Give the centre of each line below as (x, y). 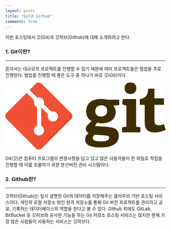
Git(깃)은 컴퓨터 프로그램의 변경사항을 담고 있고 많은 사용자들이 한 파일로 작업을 (84, 159)
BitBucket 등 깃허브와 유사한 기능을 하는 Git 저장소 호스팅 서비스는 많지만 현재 (83, 215)
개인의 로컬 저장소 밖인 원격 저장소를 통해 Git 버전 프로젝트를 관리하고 (89, 202)
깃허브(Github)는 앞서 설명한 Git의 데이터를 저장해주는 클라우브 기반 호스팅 (79, 196)
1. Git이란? (18, 52)
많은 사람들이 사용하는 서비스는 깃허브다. (51, 221)
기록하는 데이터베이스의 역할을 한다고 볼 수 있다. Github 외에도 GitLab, (82, 209)
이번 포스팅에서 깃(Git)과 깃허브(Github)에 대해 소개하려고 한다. (68, 37)
